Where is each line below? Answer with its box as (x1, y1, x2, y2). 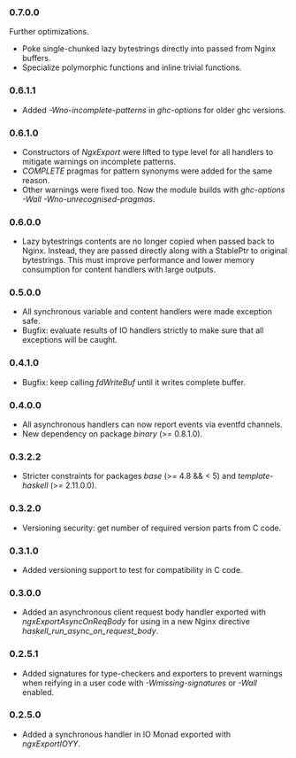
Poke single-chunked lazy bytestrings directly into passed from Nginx (21, 43, 277, 54)
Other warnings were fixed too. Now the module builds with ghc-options (21, 184, 285, 195)
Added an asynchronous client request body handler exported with (21, 607, 267, 617)
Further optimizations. (9, 27, 90, 37)
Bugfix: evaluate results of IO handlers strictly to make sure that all (21, 325, 264, 336)
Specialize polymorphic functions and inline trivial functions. (21, 62, 242, 73)
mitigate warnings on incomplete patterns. (21, 156, 177, 166)
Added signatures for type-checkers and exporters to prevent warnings (21, 668, 283, 678)
